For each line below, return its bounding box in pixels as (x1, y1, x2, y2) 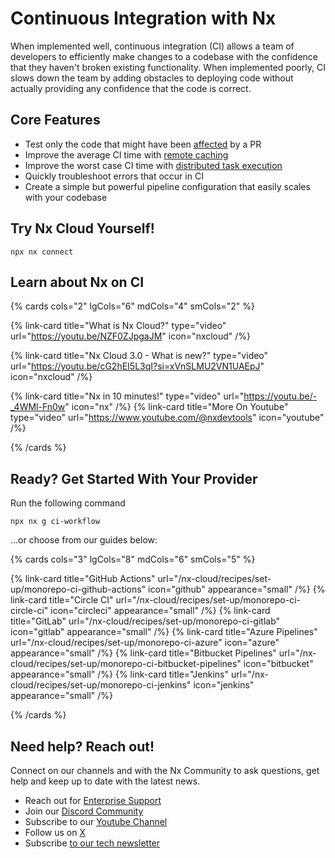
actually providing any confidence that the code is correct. (10, 82, 252, 94)
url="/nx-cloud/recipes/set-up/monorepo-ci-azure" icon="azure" (10, 637, 280, 649)
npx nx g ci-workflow (10, 517, 101, 527)
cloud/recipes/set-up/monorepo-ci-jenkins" (10, 679, 192, 691)
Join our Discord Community (24, 805, 144, 817)
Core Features (10, 112, 101, 129)
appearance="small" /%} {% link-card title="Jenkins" (10, 668, 229, 681)
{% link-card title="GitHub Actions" (10, 573, 156, 585)
